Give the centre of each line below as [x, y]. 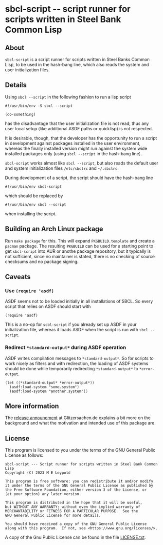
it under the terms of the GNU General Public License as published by [79, 486]
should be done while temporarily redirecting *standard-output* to [72, 368]
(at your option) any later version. [43, 494]
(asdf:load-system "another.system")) [49, 391]
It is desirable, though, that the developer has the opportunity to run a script [81, 138]
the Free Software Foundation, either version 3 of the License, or [76, 490]
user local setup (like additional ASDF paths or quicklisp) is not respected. [79, 128]
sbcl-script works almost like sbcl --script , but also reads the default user [82, 163]
